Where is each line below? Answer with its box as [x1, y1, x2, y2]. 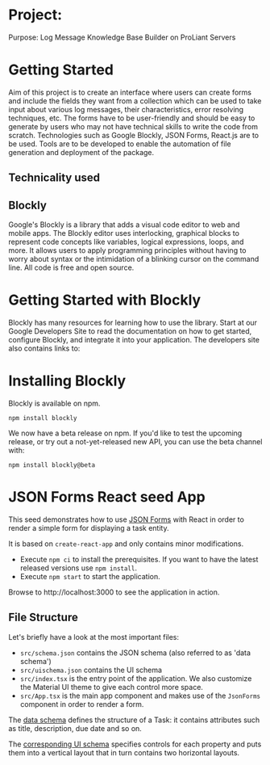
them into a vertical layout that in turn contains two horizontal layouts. [8, 747, 240, 757]
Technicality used [8, 171, 101, 185]
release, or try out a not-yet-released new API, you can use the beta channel [8, 436, 263, 446]
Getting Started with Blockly [8, 291, 201, 309]
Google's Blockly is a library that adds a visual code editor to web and [8, 220, 240, 229]
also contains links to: [8, 343, 81, 353]
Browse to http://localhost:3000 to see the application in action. [8, 587, 220, 597]
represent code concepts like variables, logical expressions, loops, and [8, 237, 244, 247]
